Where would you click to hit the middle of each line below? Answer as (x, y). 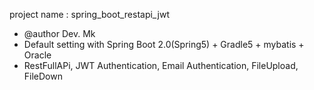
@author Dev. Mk (59, 33)
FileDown (43, 76)
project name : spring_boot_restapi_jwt (90, 14)
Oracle (37, 55)
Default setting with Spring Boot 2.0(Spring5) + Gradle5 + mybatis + (164, 44)
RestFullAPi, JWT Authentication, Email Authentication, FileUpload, (161, 65)
